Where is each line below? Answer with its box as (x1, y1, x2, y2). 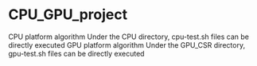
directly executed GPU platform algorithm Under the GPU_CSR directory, (8, 40, 245, 49)
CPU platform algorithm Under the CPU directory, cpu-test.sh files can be (8, 32, 249, 41)
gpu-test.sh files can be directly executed (8, 49, 145, 58)
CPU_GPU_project (8, 6, 128, 24)
